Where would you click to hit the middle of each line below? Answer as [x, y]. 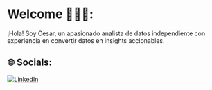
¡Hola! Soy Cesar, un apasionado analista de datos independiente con [106, 33]
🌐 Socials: [30, 63]
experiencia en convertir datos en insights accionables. [86, 40]
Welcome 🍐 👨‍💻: [50, 14]
